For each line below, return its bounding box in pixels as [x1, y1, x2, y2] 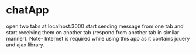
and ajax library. [6, 41, 45, 48]
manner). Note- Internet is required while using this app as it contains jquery [6, 35, 190, 42]
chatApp [6, 3, 49, 17]
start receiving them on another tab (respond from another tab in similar [6, 28, 180, 35]
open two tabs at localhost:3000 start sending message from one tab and [6, 23, 184, 30]
